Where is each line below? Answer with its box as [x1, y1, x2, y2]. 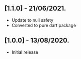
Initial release [11, 49, 38, 55]
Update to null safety [11, 17, 54, 23]
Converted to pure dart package [11, 22, 76, 28]
